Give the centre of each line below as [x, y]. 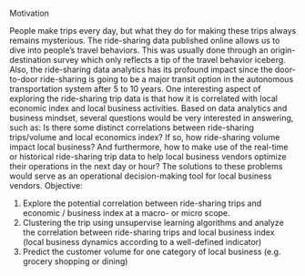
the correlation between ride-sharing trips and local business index [148, 232]
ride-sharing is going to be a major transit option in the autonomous [167, 79]
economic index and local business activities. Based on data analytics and [148, 108]
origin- [283, 50]
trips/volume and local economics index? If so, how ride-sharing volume [145, 137]
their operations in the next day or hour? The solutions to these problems [146, 166]
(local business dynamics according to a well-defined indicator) [142, 242]
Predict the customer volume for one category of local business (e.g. [152, 251]
